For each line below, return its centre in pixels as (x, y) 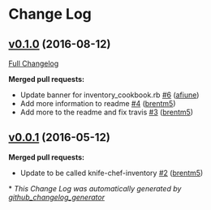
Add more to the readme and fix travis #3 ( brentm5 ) (106, 112)
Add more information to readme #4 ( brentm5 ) (98, 103)
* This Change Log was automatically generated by (95, 188)
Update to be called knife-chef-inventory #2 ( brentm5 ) (112, 173)
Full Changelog (34, 63)
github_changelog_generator (57, 197)
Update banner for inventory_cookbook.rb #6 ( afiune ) (110, 95)
